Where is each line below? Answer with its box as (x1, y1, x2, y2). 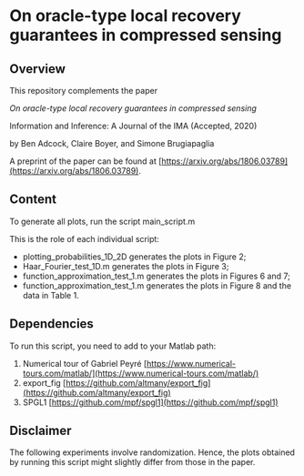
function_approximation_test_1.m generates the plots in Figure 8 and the (22, 279, 292, 291)
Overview (9, 61, 66, 76)
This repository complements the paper (9, 86, 157, 96)
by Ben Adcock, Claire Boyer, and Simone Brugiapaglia (9, 138, 215, 148)
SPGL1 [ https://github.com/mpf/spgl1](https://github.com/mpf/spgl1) (22, 397, 279, 408)
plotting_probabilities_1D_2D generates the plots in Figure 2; (22, 251, 247, 262)
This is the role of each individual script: (9, 233, 159, 244)
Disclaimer (9, 423, 72, 439)
